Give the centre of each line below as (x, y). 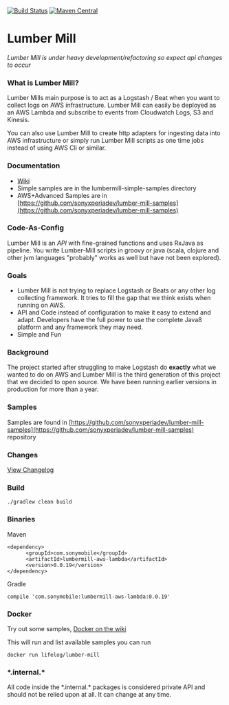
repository (22, 437)
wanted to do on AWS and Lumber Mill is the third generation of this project (114, 375)
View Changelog (31, 470)
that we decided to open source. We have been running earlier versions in (112, 382)
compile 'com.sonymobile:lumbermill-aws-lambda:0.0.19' (89, 597)
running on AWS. (41, 305)
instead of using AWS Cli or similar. (57, 148)
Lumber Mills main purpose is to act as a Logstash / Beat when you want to (113, 98)
